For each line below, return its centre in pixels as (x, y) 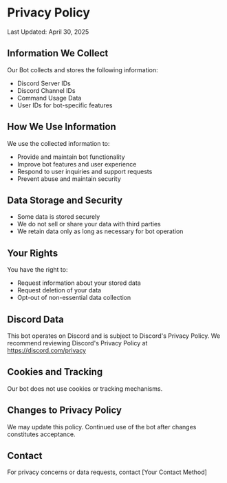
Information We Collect (58, 53)
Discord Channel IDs (46, 90)
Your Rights (33, 253)
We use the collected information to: (58, 143)
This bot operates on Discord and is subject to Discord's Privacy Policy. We (114, 336)
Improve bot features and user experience (77, 164)
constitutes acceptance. (41, 434)
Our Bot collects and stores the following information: (83, 69)
